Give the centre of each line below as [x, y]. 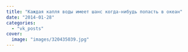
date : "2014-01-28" [30, 17]
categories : [21, 23]
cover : [14, 34]
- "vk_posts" [28, 28]
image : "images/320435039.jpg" [50, 39]
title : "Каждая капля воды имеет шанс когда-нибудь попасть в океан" [95, 12]
